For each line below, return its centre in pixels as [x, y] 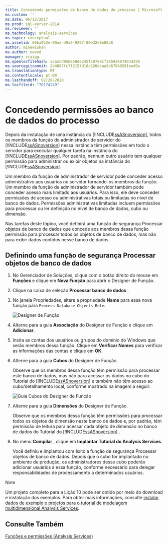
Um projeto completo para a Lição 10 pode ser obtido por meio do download [84, 492]
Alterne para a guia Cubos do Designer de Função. [65, 361]
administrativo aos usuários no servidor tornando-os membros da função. [81, 181]
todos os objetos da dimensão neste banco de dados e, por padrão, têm [87, 421]
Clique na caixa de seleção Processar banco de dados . [70, 291]
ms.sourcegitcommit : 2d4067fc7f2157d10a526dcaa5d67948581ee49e [73, 66]
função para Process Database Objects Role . [59, 306]
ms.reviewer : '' [22, 29]
